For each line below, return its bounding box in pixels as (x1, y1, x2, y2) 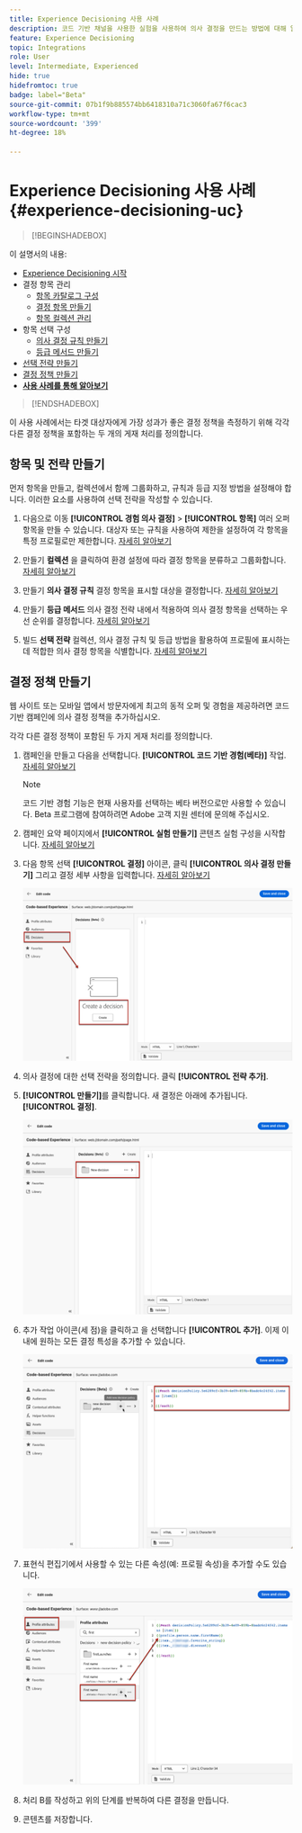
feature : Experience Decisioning (9, 33, 135, 42)
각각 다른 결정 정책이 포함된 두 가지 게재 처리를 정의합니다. (9, 730, 213, 741)
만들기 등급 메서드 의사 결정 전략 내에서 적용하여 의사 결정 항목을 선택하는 (22, 604, 279, 615)
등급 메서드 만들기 (35, 346, 99, 357)
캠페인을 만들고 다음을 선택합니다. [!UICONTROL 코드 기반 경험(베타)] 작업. (22, 750, 287, 760)
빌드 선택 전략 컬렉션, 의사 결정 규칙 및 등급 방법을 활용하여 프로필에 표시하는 (22, 634, 290, 645)
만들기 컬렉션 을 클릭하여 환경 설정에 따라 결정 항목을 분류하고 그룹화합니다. (22, 554, 287, 565)
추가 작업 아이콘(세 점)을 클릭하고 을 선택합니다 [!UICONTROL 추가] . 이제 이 (22, 1325, 289, 1335)
